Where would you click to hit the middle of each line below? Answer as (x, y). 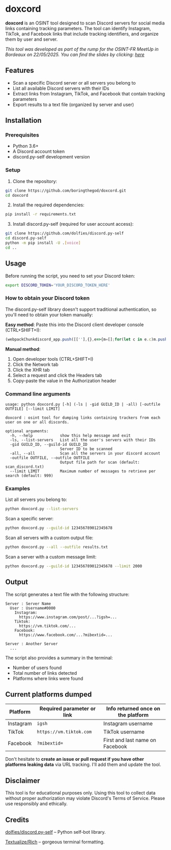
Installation (23, 121)
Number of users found (37, 668)
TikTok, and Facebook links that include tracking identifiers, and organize (82, 34)
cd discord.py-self (26, 238)
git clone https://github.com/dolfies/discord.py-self (65, 233)
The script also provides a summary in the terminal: (59, 657)
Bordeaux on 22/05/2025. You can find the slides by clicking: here (75, 55)
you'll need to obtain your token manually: (49, 314)
